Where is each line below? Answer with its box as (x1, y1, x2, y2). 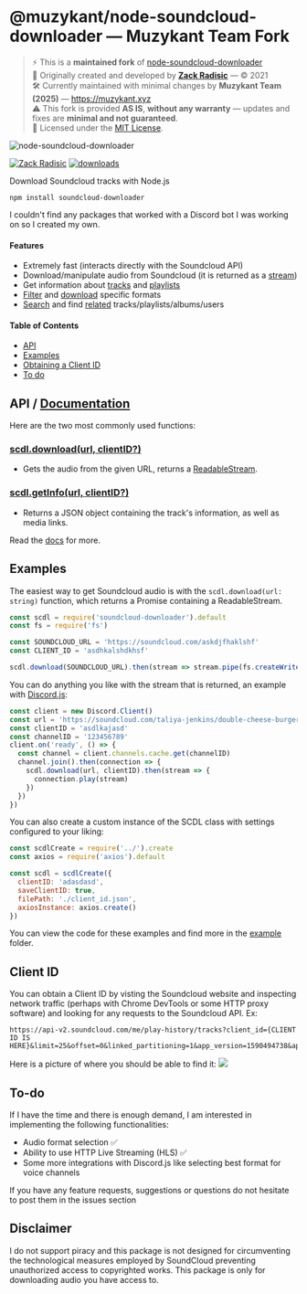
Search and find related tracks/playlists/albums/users (22, 299, 225, 310)
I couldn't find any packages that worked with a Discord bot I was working (9, 208, 290, 220)
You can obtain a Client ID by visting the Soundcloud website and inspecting (9, 989, 297, 1000)
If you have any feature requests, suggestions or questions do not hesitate (9, 1185, 290, 1196)
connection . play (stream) (33, 774, 129, 783)
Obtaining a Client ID (22, 359, 101, 371)
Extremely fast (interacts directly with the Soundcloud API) (22, 260, 244, 271)
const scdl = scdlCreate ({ (9, 869, 112, 878)
